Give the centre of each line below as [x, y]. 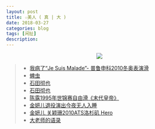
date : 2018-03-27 [28, 23]
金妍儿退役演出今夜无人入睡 [63, 105]
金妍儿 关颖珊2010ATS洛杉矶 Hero [71, 113]
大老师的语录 [45, 120]
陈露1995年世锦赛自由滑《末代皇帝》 [74, 98]
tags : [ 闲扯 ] [21, 34]
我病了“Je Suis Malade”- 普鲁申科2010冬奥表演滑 [89, 68]
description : [22, 39]
